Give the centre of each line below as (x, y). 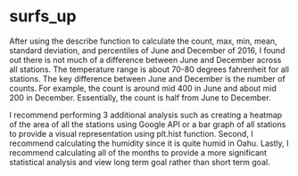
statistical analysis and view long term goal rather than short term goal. (140, 162)
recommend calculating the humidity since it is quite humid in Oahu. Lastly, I (149, 143)
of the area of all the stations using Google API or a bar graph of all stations (148, 124)
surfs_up (43, 16)
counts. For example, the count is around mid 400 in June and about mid (143, 88)
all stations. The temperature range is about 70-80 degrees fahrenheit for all (149, 69)
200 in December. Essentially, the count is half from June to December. (140, 97)
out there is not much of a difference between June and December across (145, 60)
